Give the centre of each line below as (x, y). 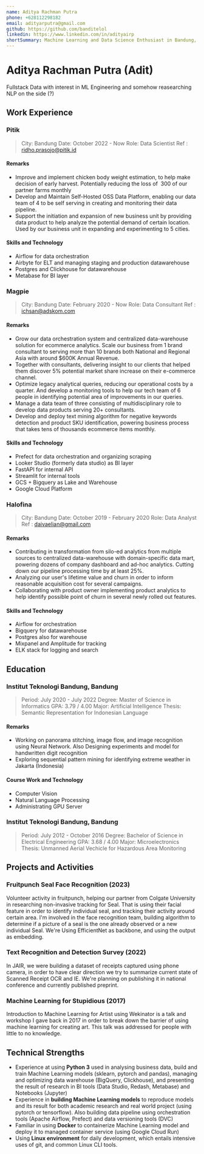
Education (26, 669)
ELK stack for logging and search (57, 650)
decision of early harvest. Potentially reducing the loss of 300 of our (101, 184)
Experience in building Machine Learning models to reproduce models (104, 1099)
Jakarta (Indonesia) (39, 766)
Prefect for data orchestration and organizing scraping (83, 456)
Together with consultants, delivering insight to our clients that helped (102, 364)
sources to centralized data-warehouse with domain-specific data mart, (105, 558)
